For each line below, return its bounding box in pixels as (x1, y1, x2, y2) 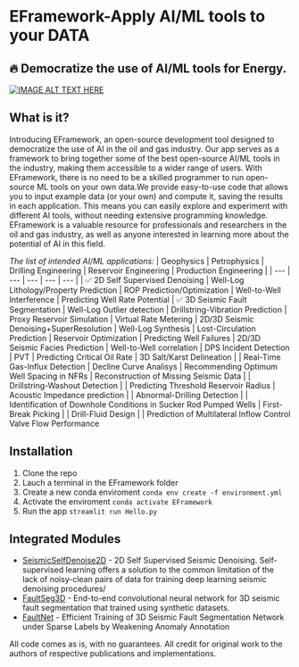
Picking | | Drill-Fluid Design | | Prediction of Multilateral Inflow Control (32, 408, 291, 419)
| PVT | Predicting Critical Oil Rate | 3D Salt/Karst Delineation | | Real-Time (9, 351, 281, 363)
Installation (9, 444, 73, 459)
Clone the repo (21, 467, 78, 479)
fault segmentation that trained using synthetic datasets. (21, 603, 230, 613)
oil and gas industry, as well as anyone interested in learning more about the (9, 229, 289, 239)
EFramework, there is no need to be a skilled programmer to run (9, 171, 245, 182)
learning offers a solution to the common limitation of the (65, 564, 275, 575)
